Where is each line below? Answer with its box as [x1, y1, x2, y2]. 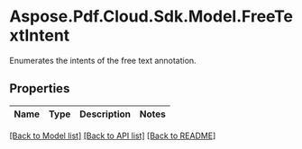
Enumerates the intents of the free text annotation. [9, 55, 197, 66]
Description [79, 108, 131, 120]
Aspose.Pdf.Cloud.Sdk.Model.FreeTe [9, 6, 294, 27]
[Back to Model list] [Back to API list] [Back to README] [9, 130, 216, 141]
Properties [9, 81, 70, 96]
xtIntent [9, 25, 70, 46]
